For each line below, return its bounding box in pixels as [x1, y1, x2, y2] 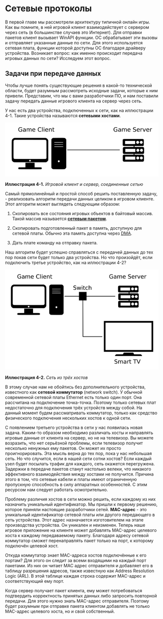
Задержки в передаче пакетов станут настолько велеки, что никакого [5, 466, 152, 472]
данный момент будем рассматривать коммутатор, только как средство [5, 410, 158, 416]
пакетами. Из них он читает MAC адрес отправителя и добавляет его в [5, 562, 153, 568]
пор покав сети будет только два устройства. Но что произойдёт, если [5, 255, 153, 260]
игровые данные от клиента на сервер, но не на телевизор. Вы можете [5, 435, 154, 440]
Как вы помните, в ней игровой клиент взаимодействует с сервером [5, 24, 149, 30]
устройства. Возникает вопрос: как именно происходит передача [5, 50, 143, 56]
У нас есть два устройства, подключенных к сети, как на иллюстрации [5, 107, 153, 113]
